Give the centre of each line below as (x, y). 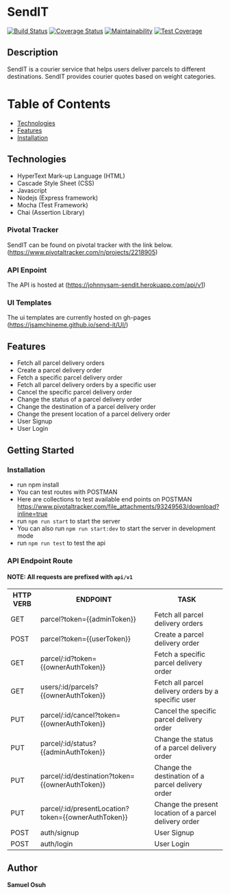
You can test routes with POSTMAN (67, 492)
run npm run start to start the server (69, 521)
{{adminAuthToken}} (73, 752)
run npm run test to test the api (61, 543)
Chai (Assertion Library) (51, 212)
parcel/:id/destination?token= (87, 776)
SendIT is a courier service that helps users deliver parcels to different (106, 69)
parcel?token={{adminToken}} (88, 620)
